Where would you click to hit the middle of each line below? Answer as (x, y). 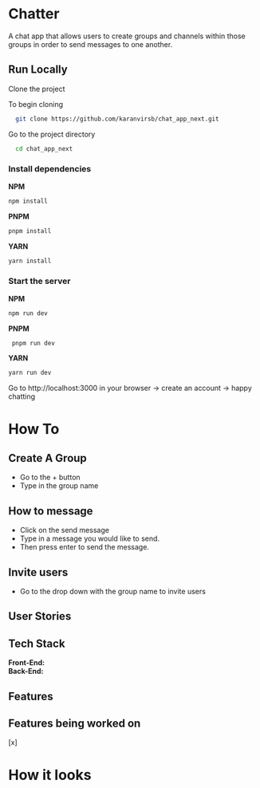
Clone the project (37, 89)
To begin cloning (36, 104)
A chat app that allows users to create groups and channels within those (127, 36)
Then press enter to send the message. (85, 547)
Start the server (39, 282)
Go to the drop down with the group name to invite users (112, 591)
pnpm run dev (33, 343)
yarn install (30, 261)
